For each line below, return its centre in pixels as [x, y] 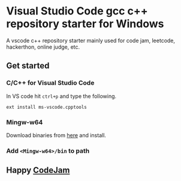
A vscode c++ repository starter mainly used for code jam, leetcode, [91, 40]
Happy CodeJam [38, 170]
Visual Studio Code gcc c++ [77, 11]
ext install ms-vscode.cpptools [46, 107]
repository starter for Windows [85, 24]
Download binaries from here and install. [56, 135]
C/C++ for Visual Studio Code [50, 83]
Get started [28, 66]
